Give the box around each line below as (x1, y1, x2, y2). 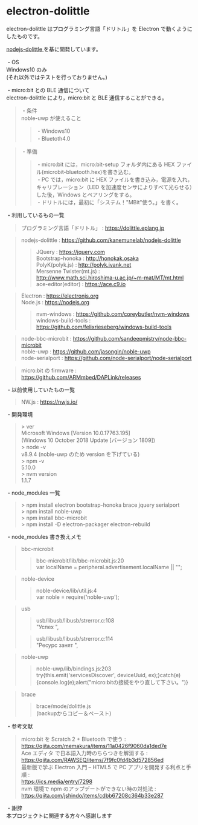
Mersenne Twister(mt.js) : (36, 267, 100, 275)
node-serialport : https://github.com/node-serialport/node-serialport (21, 354, 192, 361)
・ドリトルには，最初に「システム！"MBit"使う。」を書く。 (36, 198, 182, 205)
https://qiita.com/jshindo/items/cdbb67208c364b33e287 (21, 792, 164, 799)
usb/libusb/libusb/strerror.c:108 (36, 616, 115, 624)
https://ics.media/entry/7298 (21, 778, 92, 785)
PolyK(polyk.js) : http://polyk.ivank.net (36, 261, 132, 268)
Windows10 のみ (6, 65, 47, 73)
